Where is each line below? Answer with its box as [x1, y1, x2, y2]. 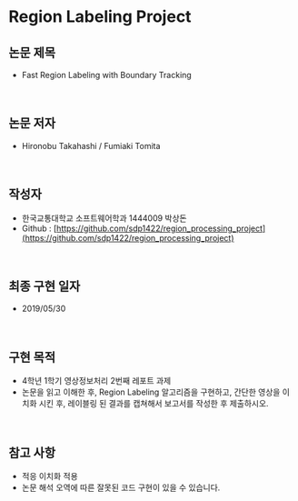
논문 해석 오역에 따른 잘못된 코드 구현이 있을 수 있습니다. [21, 482, 221, 493]
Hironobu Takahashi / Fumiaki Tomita [21, 140, 161, 151]
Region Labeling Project [8, 6, 192, 27]
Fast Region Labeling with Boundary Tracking [21, 70, 192, 80]
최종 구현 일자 [8, 279, 81, 295]
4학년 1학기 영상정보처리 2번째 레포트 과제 [21, 376, 172, 386]
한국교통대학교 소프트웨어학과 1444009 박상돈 [21, 212, 187, 224]
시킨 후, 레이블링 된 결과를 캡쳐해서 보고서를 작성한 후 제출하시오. [38, 398, 269, 409]
